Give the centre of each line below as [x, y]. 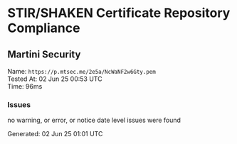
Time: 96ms [25, 86]
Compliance [44, 28]
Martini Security [44, 54]
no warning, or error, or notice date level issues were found [94, 120]
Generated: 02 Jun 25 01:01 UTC [55, 134]
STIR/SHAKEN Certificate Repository [119, 13]
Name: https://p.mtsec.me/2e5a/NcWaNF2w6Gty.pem [82, 71]
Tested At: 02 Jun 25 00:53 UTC [55, 79]
